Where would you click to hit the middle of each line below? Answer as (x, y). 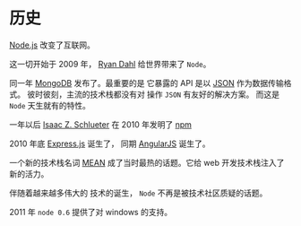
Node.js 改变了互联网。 (52, 45)
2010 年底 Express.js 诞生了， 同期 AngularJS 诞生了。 (110, 143)
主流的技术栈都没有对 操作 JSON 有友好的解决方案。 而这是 (173, 94)
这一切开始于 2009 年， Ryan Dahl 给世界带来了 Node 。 (110, 64)
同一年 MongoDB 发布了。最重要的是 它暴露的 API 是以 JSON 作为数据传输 (146, 83)
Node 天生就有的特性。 (50, 105)
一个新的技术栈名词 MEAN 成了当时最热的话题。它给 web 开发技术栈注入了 (147, 162)
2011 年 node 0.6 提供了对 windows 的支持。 (91, 212)
